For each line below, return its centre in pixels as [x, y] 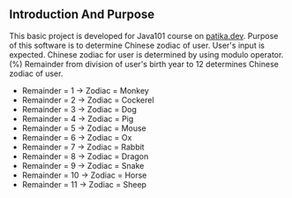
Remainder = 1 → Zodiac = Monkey [86, 90]
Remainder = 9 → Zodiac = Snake [83, 165]
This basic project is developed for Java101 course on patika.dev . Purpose [144, 35]
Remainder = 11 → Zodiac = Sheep [84, 184]
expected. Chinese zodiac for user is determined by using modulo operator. [146, 54]
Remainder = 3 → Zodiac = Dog [79, 109]
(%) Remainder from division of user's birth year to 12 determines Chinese [144, 64]
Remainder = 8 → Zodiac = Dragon [85, 156]
